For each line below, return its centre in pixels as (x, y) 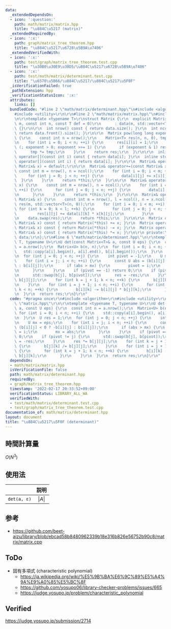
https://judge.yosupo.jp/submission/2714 (48, 621)
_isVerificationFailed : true (41, 86)
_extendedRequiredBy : (33, 34)
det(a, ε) (20, 499)
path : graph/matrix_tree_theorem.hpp (54, 43)
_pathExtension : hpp (32, 90)
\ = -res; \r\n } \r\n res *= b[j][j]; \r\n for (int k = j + (89, 342)
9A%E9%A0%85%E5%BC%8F (53, 582)
